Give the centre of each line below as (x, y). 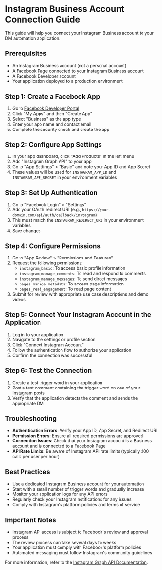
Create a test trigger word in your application (57, 382)
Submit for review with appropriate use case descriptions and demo (80, 294)
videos (19, 299)
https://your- (96, 210)
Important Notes (30, 520)
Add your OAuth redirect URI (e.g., (47, 210)
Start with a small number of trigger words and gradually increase (78, 489)
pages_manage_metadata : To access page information (72, 284)
